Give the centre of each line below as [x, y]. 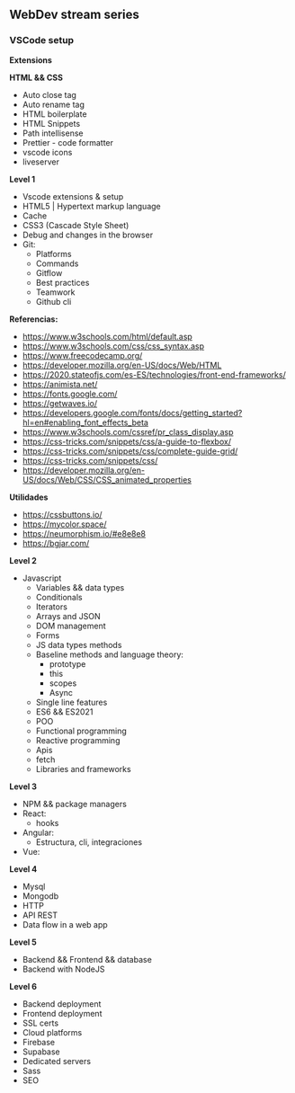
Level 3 [23, 786]
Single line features [72, 702]
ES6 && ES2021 [64, 711]
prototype [67, 663]
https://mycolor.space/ [64, 524]
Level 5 [23, 942]
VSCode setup [42, 40]
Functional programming [81, 731]
